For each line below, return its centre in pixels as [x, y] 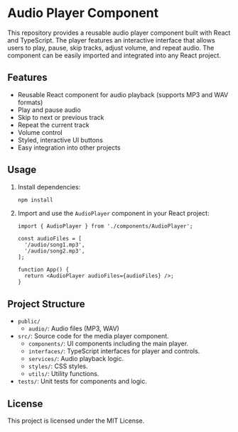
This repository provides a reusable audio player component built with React [119, 33]
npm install [35, 200]
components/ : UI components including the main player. [108, 344]
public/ [29, 322]
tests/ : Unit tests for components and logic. [82, 382]
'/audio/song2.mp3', [55, 251]
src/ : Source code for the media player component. [93, 336]
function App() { [43, 270]
